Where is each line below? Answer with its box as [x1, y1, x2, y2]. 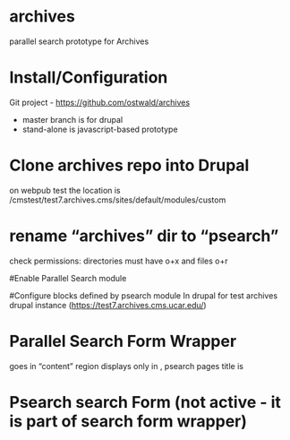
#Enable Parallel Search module [9, 272, 127, 283]
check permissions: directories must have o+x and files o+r [9, 255, 228, 266]
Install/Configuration [9, 67, 168, 88]
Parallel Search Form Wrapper [9, 331, 237, 351]
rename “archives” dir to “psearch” [9, 226, 279, 246]
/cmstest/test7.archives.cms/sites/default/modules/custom [9, 194, 226, 205]
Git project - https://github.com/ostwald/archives [9, 97, 191, 108]
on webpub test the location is [9, 185, 121, 195]
